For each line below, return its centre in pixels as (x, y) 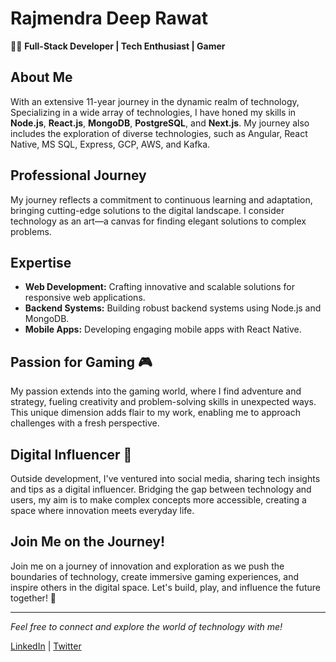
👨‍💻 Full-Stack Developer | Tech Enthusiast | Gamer (118, 46)
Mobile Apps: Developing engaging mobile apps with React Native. (163, 329)
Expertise (41, 262)
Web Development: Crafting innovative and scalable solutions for (159, 287)
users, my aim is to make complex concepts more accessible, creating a (158, 500)
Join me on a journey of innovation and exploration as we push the (147, 566)
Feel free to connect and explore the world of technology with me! (146, 626)
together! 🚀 (33, 598)
